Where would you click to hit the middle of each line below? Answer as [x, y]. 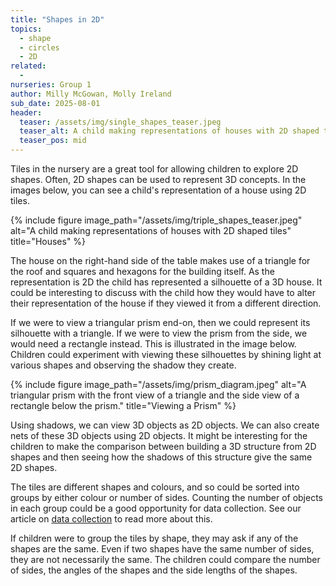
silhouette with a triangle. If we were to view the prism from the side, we [159, 333]
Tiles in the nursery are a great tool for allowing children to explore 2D [154, 169]
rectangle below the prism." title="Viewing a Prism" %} [123, 405]
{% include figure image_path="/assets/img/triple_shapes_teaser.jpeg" [156, 220]
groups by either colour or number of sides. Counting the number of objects [167, 497]
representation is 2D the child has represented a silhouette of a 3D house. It [166, 282]
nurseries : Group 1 [51, 85]
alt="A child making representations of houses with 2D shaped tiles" [151, 230]
